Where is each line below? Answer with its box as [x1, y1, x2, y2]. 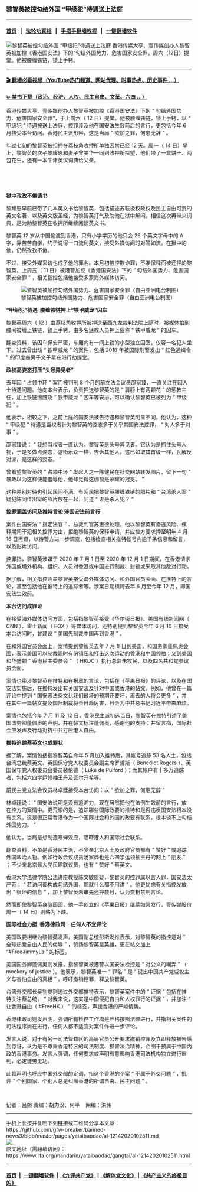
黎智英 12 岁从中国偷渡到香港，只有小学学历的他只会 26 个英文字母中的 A [6, 232, 184, 239]
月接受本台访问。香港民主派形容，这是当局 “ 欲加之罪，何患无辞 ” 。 [6, 129, 172, 136]
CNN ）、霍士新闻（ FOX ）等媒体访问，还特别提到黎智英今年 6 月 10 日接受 [6, 623, 189, 630]
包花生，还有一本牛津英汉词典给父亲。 [6, 157, 99, 164]
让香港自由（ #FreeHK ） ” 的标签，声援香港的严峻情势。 [6, 1003, 144, 1010]
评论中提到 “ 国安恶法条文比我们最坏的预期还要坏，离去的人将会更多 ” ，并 [6, 692, 187, 699]
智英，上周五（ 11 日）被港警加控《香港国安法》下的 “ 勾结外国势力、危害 [6, 267, 184, 274]
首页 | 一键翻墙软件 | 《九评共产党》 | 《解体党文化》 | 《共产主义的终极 [6, 1171, 183, 1179]
